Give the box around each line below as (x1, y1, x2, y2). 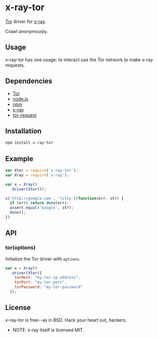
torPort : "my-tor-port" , (14, 280, 67, 285)
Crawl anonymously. (5, 28, 48, 34)
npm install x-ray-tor (5, 140, 53, 145)
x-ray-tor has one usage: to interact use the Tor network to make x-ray (5, 57, 153, 63)
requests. (5, 62, 25, 68)
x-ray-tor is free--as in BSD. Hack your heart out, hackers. (5, 317, 127, 323)
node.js (12, 96, 29, 102)
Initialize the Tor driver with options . (5, 255, 81, 262)
